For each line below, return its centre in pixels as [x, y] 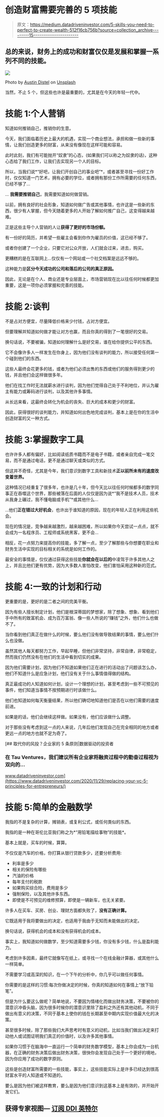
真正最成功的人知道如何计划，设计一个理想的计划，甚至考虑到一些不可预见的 [82, 684]
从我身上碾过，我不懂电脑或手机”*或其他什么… [52, 499]
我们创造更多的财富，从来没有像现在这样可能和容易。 [71, 145]
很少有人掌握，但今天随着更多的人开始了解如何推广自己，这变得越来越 [84, 211]
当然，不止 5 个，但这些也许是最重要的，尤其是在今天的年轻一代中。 [74, 92]
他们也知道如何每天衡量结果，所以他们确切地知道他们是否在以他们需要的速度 [82, 700]
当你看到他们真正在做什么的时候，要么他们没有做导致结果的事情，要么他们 [80, 634]
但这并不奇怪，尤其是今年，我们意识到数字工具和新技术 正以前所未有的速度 [80, 471]
